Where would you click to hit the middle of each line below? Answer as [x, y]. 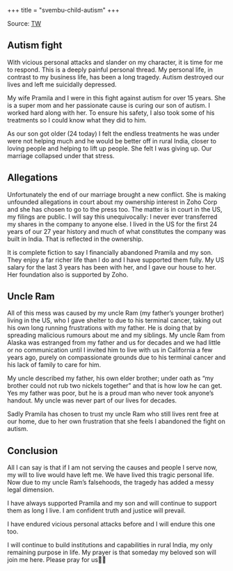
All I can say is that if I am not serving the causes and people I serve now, [112, 468]
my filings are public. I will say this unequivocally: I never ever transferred [112, 217]
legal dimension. [31, 490]
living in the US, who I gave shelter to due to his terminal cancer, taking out [114, 320]
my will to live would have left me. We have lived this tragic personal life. [111, 475]
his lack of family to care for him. [54, 365]
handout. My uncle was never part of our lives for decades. [92, 400]
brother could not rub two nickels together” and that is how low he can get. [115, 386]
